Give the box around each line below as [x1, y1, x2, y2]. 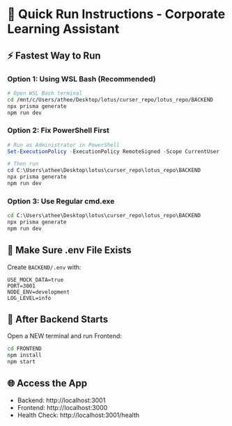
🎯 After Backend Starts [7, 313, 109, 326]
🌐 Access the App [7, 377, 88, 389]
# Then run [7, 160, 39, 168]
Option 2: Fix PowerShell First [7, 125, 110, 135]
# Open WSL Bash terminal [7, 90, 82, 97]
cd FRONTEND [7, 345, 42, 352]
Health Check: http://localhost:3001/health [17, 411, 139, 419]
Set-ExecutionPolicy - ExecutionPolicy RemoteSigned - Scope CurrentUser [7, 148, 219, 155]
